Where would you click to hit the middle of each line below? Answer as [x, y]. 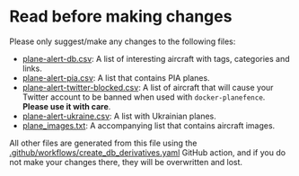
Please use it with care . [66, 106]
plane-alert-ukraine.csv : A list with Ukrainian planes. [119, 116]
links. [32, 68]
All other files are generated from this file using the [103, 143]
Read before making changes [121, 17]
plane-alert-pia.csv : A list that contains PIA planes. [116, 77]
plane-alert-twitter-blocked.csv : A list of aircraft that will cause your [148, 87]
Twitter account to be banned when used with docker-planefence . [144, 97]
